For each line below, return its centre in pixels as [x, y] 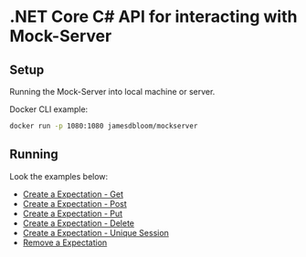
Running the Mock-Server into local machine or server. [112, 92]
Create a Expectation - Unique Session [95, 232]
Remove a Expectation [65, 242]
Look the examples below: [59, 176]
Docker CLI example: [49, 109]
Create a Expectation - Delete [79, 223]
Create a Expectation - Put [73, 213]
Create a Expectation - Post [75, 203]
